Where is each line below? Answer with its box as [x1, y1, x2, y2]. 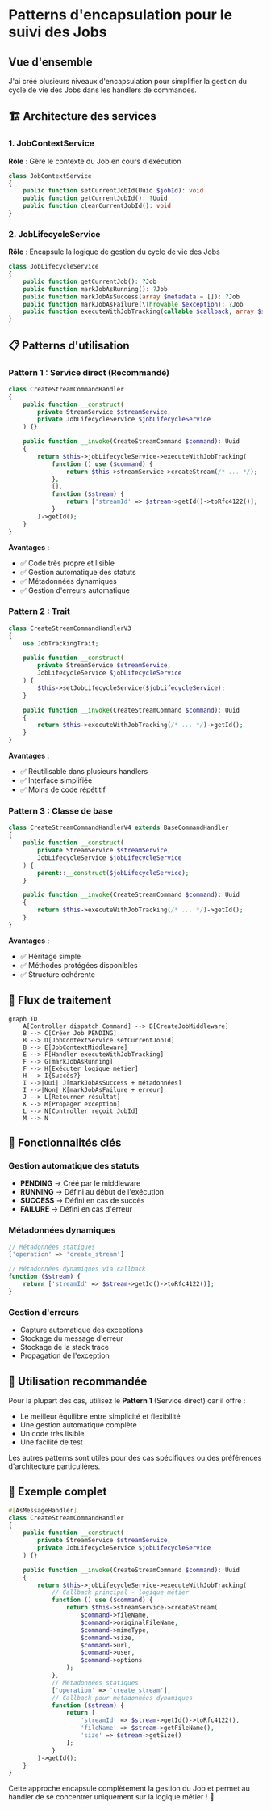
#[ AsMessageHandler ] [8, 1506, 78, 1514]
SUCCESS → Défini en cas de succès [19, 1195, 145, 1206]
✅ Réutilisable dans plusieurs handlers [19, 767, 148, 776]
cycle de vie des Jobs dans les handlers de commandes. [8, 85, 198, 95]
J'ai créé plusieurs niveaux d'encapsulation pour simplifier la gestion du [8, 77, 248, 86]
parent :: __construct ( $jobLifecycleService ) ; [37, 869, 190, 877]
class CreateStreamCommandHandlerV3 [8, 624, 131, 632]
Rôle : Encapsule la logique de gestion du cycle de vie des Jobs [8, 247, 220, 256]
